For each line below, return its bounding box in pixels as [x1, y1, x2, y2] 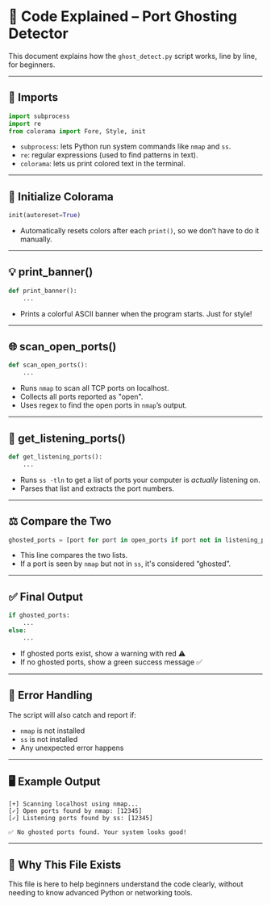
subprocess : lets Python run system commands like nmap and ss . [19, 141, 231, 152]
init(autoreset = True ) [8, 212, 81, 220]
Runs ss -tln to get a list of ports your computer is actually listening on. [19, 475, 261, 484]
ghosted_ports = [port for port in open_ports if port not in [8, 536, 222, 544]
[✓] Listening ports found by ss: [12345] [8, 815, 153, 823]
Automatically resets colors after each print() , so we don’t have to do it [19, 226, 260, 236]
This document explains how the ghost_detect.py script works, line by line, [8, 51, 257, 61]
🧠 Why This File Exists [8, 857, 122, 871]
